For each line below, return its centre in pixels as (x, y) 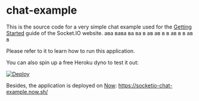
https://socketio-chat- (146, 85)
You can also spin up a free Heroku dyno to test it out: (73, 62)
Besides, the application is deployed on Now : (62, 85)
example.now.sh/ (27, 91)
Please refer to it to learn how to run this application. (71, 50)
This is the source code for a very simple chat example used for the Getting (99, 27)
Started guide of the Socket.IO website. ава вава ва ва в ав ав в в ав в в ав (99, 33)
